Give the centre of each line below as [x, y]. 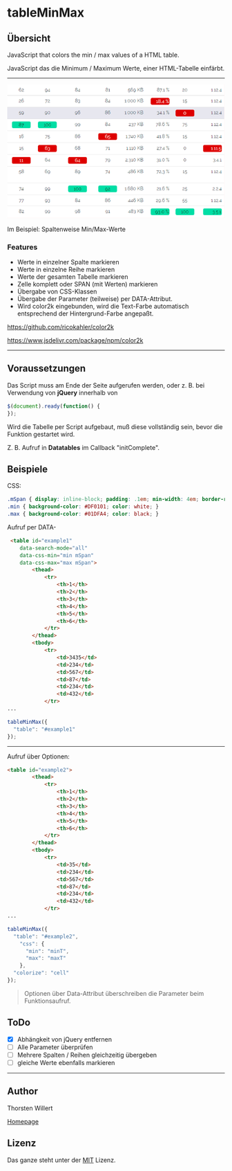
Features [22, 247]
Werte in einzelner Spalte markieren [68, 262]
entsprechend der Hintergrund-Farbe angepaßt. [85, 314]
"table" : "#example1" [45, 729]
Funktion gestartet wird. [41, 434]
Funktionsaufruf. [47, 1001]
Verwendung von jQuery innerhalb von [62, 392]
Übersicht [29, 38]
